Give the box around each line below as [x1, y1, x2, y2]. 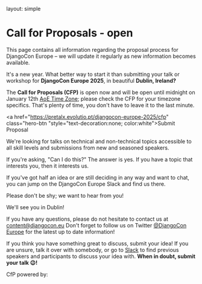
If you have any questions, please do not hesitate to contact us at [6, 215, 169, 222]
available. [6, 58, 30, 66]
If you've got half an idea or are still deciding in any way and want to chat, [6, 174, 190, 181]
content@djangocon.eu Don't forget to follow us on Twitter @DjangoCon [6, 221, 187, 229]
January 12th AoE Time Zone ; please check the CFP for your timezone [6, 95, 181, 102]
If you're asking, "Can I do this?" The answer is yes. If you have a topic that [6, 156, 193, 163]
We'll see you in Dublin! [6, 203, 65, 210]
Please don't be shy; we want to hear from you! [6, 192, 124, 199]
